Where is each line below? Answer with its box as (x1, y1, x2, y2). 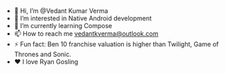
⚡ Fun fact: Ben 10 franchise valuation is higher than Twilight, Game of (13, 40, 219, 48)
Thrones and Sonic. (13, 50, 72, 58)
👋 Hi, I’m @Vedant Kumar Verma (13, 7, 108, 15)
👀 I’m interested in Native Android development (13, 14, 152, 22)
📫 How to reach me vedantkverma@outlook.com (13, 29, 159, 38)
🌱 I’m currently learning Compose (13, 22, 113, 29)
